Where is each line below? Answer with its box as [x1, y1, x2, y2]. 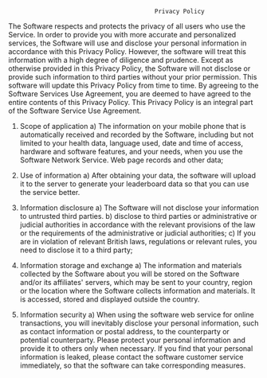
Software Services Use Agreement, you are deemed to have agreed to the [8, 89, 252, 99]
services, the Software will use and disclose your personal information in [8, 38, 247, 48]
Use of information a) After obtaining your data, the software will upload [19, 171, 257, 180]
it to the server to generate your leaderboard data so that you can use [19, 179, 249, 189]
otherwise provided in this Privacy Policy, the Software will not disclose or [8, 64, 251, 73]
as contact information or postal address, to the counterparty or [19, 327, 230, 336]
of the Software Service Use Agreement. [8, 106, 142, 115]
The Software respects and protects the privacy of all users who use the [8, 21, 245, 31]
